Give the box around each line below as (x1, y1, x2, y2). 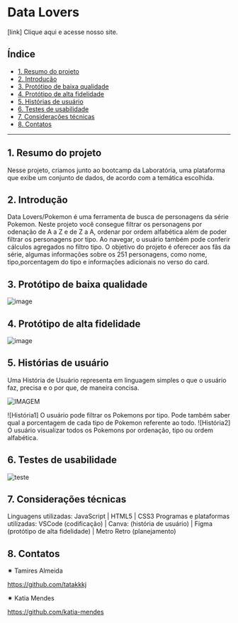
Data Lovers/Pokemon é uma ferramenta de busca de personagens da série (7, 213, 229, 221)
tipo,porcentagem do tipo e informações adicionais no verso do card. (7, 258, 210, 266)
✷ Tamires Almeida (7, 566, 64, 575)
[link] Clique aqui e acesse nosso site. (7, 28, 118, 36)
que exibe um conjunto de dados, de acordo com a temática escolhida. (7, 173, 215, 181)
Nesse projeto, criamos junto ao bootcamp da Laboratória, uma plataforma (7, 166, 225, 174)
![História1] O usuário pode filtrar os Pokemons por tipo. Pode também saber (7, 410, 231, 419)
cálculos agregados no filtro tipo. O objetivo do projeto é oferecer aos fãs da (7, 242, 231, 252)
